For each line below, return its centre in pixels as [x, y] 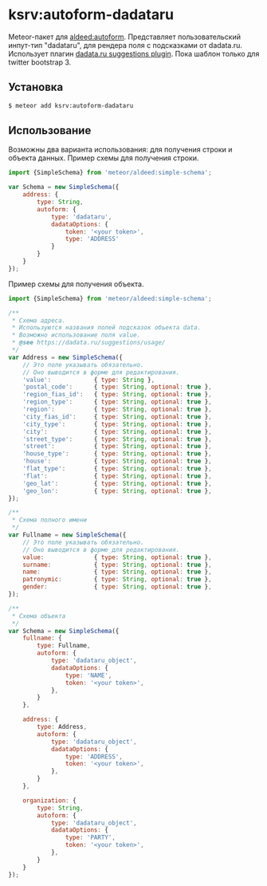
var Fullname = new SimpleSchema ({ [67, 535]
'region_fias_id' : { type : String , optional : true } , [118, 395]
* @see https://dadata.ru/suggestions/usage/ [88, 343]
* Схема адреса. [39, 321]
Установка [36, 87]
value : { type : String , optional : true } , [118, 557]
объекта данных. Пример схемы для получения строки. [104, 158]
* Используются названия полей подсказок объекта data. [106, 328]
